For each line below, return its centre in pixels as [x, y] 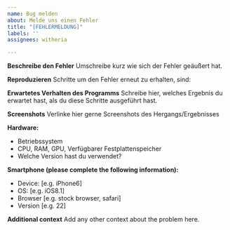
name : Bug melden [33, 14]
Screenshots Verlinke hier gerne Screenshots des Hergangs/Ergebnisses [113, 114]
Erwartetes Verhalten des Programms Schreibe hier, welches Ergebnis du [115, 93]
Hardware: [23, 128]
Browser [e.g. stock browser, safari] [69, 198]
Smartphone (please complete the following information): [93, 170]
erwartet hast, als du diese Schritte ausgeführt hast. [82, 101]
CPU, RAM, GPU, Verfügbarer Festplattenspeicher [89, 149]
